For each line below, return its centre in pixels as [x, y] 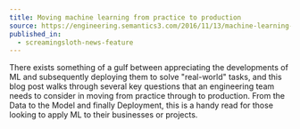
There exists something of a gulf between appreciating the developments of [149, 68]
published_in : [36, 34]
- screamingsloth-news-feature [75, 42]
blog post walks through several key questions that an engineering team [142, 86]
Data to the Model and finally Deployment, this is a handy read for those [142, 105]
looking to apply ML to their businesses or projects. [104, 115]
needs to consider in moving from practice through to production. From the [147, 96]
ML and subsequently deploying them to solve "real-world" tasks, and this [146, 77]
